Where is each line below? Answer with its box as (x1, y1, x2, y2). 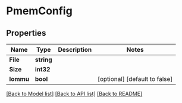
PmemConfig (6, 4, 73, 18)
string (34, 55, 52, 64)
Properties (6, 28, 46, 38)
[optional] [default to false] (97, 75, 173, 83)
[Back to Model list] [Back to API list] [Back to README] (6, 90, 143, 97)
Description (58, 46, 92, 54)
